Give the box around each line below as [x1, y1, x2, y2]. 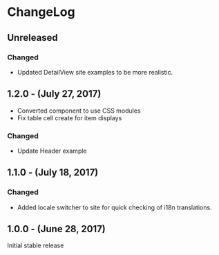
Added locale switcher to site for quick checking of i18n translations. [17, 203, 212, 211]
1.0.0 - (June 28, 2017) [7, 223, 106, 235]
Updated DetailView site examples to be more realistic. [17, 68, 173, 76]
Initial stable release [7, 241, 64, 249]
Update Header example [17, 147, 88, 155]
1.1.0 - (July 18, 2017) [7, 167, 99, 178]
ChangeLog [7, 4, 75, 20]
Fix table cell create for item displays [17, 113, 122, 122]
